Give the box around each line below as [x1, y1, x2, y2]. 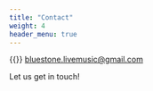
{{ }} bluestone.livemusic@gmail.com [9, 54, 144, 65]
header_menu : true [9, 29, 77, 38]
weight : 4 [9, 21, 46, 30]
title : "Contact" [9, 12, 74, 22]
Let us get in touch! [9, 71, 80, 82]
